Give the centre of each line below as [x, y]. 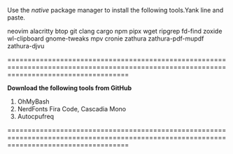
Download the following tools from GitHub [70, 88]
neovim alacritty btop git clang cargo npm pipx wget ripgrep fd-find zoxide [115, 31]
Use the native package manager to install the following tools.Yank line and [115, 10]
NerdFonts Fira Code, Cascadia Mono [72, 109]
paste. [16, 17]
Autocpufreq [36, 116]
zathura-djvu [26, 46]
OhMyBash [34, 101]
